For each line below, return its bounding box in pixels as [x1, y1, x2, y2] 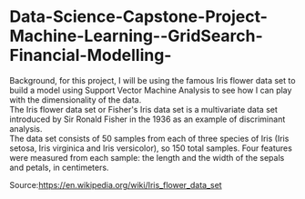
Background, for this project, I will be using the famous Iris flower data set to [9, 75, 296, 85]
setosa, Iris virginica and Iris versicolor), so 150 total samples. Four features [9, 143, 293, 154]
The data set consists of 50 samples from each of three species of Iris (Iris [9, 133, 290, 144]
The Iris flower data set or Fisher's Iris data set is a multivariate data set [9, 104, 278, 114]
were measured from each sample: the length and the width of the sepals [9, 152, 285, 163]
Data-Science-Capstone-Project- [9, 6, 269, 27]
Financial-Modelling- [9, 45, 172, 65]
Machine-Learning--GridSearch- [9, 25, 264, 46]
